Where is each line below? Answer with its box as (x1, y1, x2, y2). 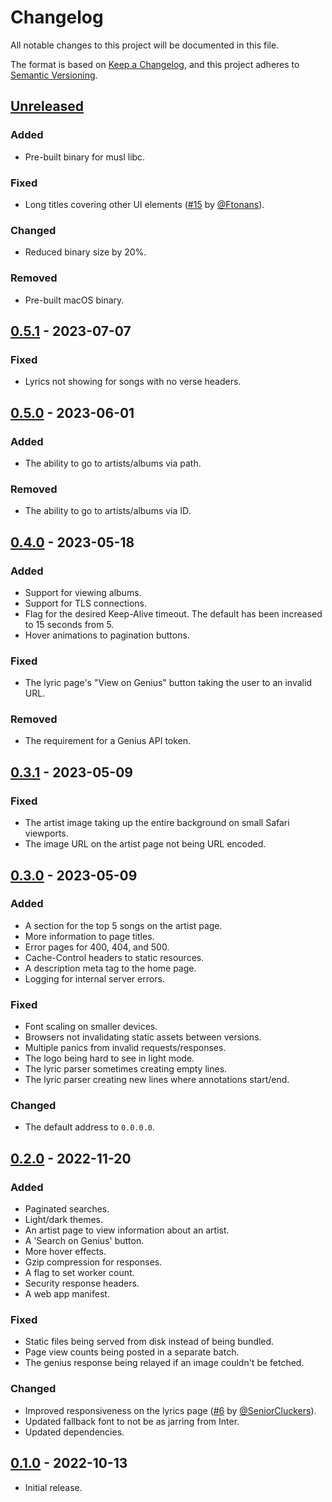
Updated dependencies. (24, 1426, 125, 1438)
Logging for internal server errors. (24, 972, 165, 985)
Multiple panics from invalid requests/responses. (24, 1042, 227, 1054)
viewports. (24, 827, 69, 840)
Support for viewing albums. (24, 586, 142, 598)
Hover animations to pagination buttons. (24, 629, 190, 641)
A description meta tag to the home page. (24, 962, 197, 974)
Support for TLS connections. (24, 597, 148, 609)
